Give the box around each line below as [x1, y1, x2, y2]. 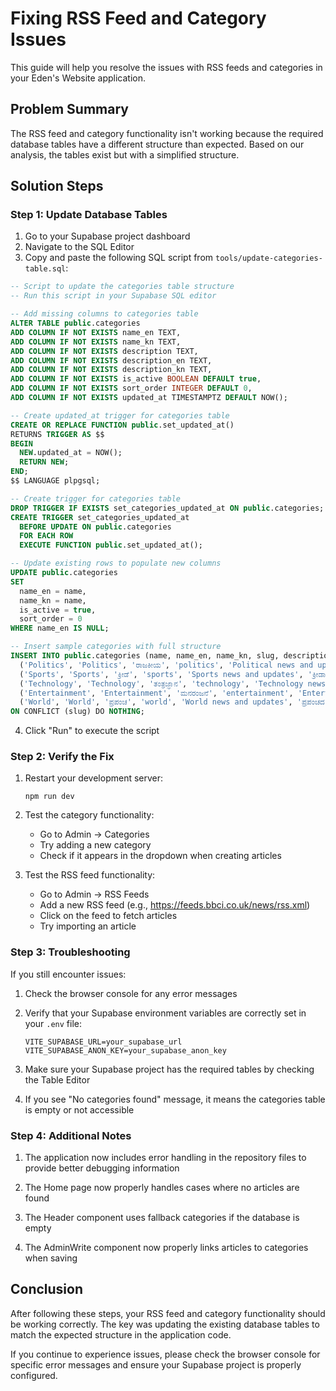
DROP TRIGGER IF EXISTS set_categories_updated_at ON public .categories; [10, 503, 325, 513]
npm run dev [24, 792, 75, 802]
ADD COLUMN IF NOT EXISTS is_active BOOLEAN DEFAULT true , [10, 374, 262, 384]
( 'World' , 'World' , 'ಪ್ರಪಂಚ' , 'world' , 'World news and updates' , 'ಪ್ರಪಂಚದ [19, 697, 325, 707]
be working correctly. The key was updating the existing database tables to [10, 1318, 320, 1330]
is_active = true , [19, 605, 97, 615]
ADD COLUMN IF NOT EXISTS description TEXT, [10, 346, 199, 356]
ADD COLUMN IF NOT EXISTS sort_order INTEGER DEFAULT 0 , [10, 383, 253, 394]
